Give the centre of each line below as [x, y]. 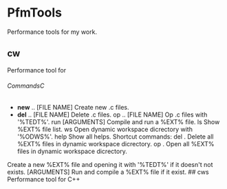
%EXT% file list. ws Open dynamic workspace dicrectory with [105, 129]
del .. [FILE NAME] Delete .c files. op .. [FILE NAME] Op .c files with [112, 115]
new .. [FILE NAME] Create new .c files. [73, 107]
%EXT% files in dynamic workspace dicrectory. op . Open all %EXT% [116, 143]
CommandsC [26, 86]
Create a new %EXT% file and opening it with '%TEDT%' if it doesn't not [110, 164]
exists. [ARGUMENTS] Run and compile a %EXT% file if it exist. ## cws [108, 172]
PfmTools [34, 13]
